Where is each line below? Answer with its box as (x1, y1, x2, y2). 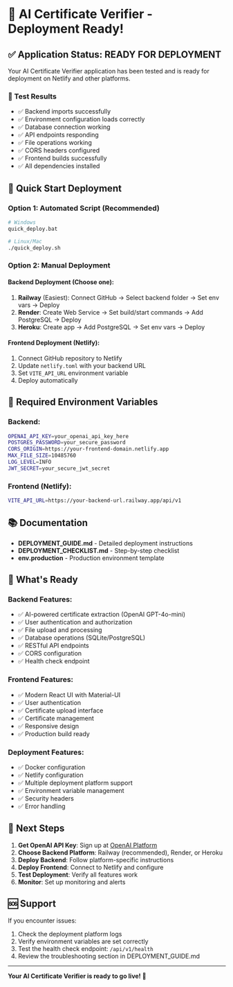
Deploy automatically (17, 376, 78, 384)
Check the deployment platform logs (17, 929, 122, 938)
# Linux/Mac (8, 238, 42, 245)
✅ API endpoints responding (17, 131, 99, 139)
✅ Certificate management (17, 714, 94, 722)
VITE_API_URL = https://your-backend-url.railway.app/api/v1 (8, 497, 182, 505)
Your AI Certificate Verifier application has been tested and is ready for (8, 67, 209, 75)
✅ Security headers (17, 794, 75, 803)
